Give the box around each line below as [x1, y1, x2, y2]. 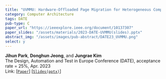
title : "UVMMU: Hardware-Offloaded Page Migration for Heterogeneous [5, 7, 152, 12]
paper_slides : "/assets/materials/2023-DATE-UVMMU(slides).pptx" [5, 30, 142, 35]
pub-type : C [5, 21, 30, 26]
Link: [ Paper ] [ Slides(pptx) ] [5, 68, 62, 74]
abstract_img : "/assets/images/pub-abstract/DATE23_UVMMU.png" [5, 35, 138, 40]
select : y [5, 39, 26, 44]
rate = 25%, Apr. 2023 [5, 63, 51, 69]
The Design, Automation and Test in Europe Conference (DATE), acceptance [5, 57, 161, 64]
